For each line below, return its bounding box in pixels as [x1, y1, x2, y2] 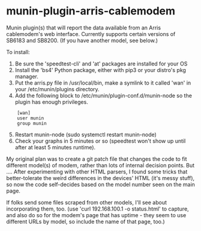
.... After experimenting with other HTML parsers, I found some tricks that [6, 168, 188, 175]
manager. [14, 73, 39, 80]
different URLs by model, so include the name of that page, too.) [6, 218, 165, 225]
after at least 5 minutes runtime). [14, 143, 96, 151]
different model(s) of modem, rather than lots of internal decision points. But [6, 161, 195, 169]
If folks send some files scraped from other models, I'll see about [6, 199, 167, 206]
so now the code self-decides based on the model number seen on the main [6, 181, 195, 188]
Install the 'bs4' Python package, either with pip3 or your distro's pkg [14, 66, 186, 73]
